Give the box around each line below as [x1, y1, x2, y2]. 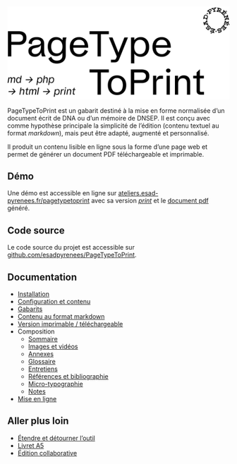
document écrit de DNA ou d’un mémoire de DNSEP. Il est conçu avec [7, 114, 210, 122]
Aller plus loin [7, 415, 69, 427]
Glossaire [28, 358, 56, 366]
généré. [7, 204, 30, 212]
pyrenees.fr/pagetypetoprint [7, 197, 90, 205]
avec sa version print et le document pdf [91, 197, 209, 205]
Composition [17, 327, 55, 336]
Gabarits [17, 305, 43, 313]
